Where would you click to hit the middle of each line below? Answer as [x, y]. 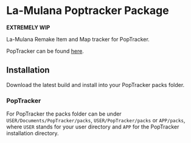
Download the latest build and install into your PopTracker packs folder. [95, 85]
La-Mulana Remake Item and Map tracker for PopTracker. [78, 39]
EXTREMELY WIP [28, 27]
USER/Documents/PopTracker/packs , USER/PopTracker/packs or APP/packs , [96, 120]
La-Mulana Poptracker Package [88, 11]
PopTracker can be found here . [45, 51]
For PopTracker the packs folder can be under [64, 114]
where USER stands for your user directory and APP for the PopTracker [93, 127]
